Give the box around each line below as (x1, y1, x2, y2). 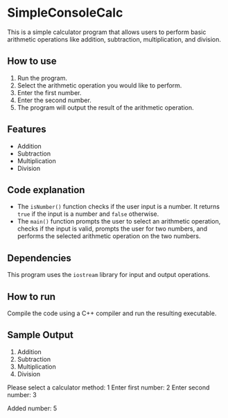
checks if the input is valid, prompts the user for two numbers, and (17, 224, 208, 233)
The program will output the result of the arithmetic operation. (17, 103, 194, 112)
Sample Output (7, 329, 74, 341)
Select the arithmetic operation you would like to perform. (17, 81, 182, 90)
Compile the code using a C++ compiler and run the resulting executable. (7, 309, 217, 317)
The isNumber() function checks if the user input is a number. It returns (17, 203, 220, 211)
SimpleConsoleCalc (7, 5, 123, 21)
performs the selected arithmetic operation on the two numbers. (17, 232, 201, 240)
